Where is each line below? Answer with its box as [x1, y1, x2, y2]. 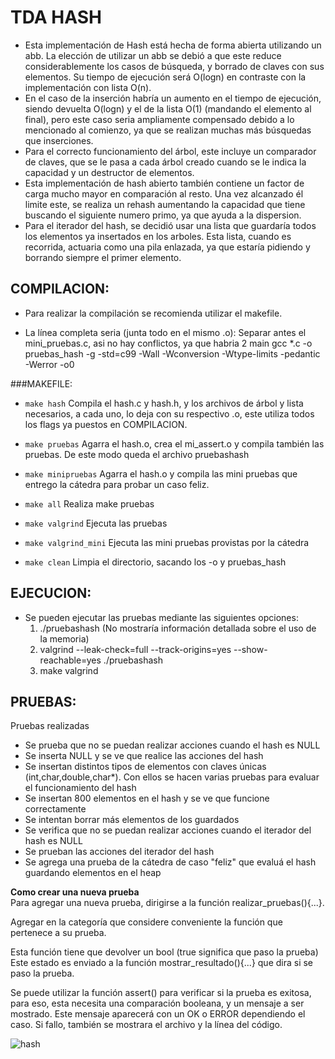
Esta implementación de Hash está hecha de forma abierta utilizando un [24, 39, 322, 51]
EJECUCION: [10, 585, 92, 602]
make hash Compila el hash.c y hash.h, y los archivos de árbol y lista [24, 397, 304, 409]
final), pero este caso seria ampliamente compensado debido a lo [24, 113, 295, 125]
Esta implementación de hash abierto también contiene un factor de [24, 177, 305, 189]
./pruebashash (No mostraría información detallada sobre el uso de [39, 622, 317, 634]
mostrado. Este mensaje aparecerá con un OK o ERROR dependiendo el [10, 1008, 306, 1020]
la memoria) [39, 632, 90, 645]
